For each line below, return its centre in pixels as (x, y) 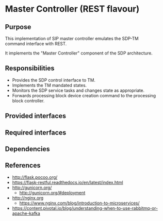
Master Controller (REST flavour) (72, 9)
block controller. (28, 101)
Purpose (18, 27)
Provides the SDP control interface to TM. (54, 80)
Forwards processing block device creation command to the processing (84, 95)
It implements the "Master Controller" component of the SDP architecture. (79, 53)
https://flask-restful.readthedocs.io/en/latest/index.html (68, 182)
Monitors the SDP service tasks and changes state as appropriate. (78, 90)
